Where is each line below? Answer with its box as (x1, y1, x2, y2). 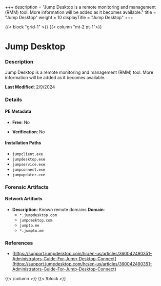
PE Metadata (5, 108, 32, 114)
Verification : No (12, 129, 45, 135)
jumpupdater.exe (12, 172, 45, 177)
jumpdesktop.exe (12, 157, 45, 162)
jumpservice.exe (12, 162, 45, 167)
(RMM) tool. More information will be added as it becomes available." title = (5, 9, 156, 15)
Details (5, 96, 22, 103)
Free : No (12, 119, 30, 125)
